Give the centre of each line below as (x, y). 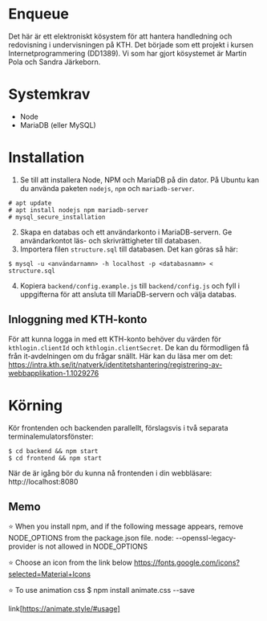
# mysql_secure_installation (57, 217)
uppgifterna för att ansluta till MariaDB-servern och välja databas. (128, 294)
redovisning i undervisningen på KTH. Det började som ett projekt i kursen (131, 44)
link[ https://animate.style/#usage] (64, 609)
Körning (35, 405)
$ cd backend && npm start (53, 451)
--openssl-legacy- (206, 538)
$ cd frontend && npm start (55, 458)
